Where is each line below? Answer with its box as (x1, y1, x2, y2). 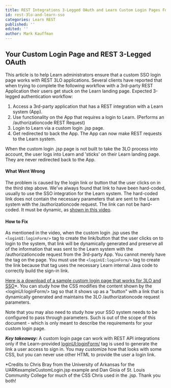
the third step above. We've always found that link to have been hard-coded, (5, 185, 166, 191)
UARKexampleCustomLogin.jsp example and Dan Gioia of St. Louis (5, 367, 145, 373)
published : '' (5, 21, 36, 27)
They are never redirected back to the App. (5, 156, 96, 162)
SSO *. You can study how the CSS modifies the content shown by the (5, 283, 152, 289)
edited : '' (5, 27, 28, 32)
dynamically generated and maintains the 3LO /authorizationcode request (5, 294, 160, 300)
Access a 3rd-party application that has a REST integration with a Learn (12, 103, 163, 109)
